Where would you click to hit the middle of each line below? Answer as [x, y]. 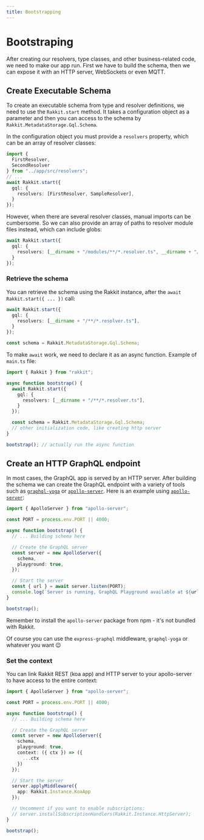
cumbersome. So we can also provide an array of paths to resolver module [100, 223]
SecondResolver [31, 166]
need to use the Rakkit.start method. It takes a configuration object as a [98, 112]
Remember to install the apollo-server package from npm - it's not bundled [101, 620]
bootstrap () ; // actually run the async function [70, 445]
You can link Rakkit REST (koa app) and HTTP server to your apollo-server [99, 674]
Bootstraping [40, 42]
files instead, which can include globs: [54, 230]
